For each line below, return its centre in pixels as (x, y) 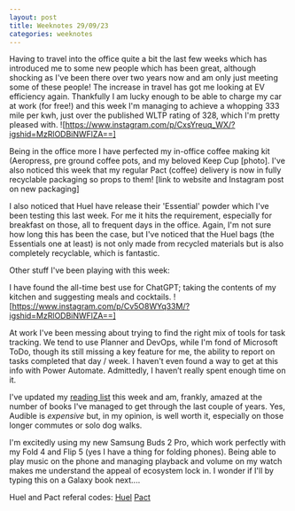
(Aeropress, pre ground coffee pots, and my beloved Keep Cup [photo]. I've (147, 161)
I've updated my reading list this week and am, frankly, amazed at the (136, 397)
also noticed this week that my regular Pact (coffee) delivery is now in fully (145, 170)
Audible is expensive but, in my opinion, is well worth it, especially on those (147, 416)
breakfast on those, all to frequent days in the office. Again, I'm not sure (140, 225)
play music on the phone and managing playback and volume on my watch (146, 461)
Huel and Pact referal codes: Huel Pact (80, 498)
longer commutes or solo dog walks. (76, 425)
